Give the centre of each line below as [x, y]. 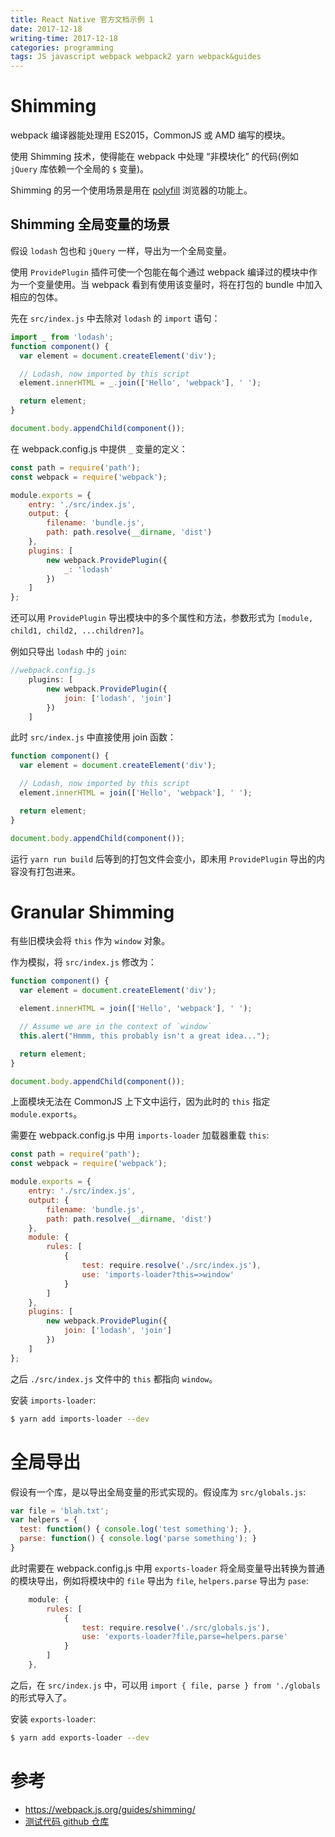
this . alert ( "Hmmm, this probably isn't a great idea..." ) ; [145, 1036]
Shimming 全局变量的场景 [90, 224]
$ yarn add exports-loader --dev [80, 1737]
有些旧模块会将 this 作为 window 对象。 [90, 941]
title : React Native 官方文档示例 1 [82, 19]
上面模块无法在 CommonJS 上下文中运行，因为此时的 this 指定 [140, 1102]
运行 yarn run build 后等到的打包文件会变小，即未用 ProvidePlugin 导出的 [163, 858]
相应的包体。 [36, 297]
